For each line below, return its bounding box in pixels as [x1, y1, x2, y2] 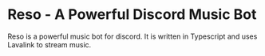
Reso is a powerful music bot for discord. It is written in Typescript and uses [7, 32, 258, 41]
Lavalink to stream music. [7, 39, 92, 49]
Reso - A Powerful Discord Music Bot [7, 6, 257, 24]
